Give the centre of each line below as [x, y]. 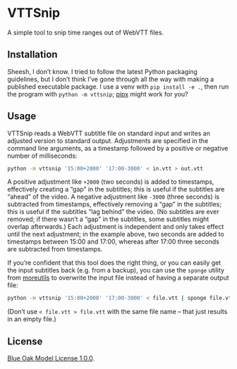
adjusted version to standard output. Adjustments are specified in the [108, 140]
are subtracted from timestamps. [55, 249]
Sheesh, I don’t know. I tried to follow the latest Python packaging [102, 71]
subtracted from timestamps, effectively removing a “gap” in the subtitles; [115, 204]
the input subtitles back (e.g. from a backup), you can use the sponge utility [116, 270]
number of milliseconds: [42, 156]
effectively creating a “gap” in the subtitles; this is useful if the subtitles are [116, 189]
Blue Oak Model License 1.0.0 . [51, 358]
